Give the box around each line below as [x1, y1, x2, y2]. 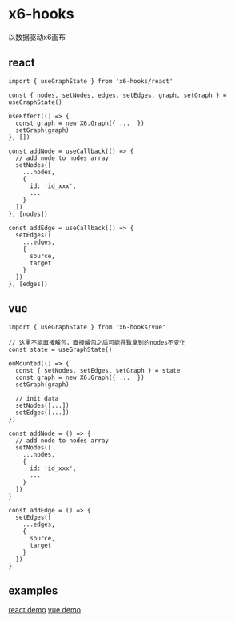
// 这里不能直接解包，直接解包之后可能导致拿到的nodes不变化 [8, 338, 186, 346]
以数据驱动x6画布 [8, 32, 66, 42]
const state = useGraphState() [8, 345, 113, 353]
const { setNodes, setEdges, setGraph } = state [15, 366, 181, 374]
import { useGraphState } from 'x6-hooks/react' [8, 77, 173, 85]
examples [8, 584, 58, 597]
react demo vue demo [8, 605, 82, 615]
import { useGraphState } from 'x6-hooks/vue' [8, 323, 166, 331]
